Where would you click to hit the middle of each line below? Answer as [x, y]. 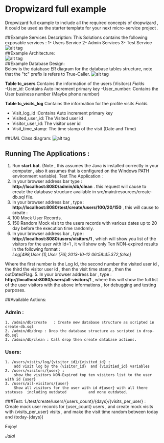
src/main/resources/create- [125, 192]
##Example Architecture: [30, 53]
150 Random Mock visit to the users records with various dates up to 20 [85, 223]
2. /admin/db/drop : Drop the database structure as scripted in [73, 331]
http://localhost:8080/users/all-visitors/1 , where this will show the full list [82, 279]
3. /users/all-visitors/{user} [37, 384]
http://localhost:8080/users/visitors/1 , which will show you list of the [84, 238]
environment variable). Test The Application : [58, 176]
